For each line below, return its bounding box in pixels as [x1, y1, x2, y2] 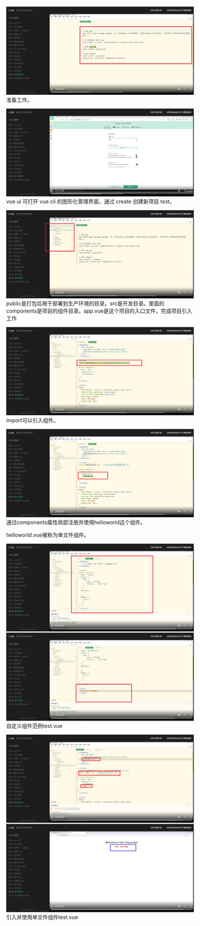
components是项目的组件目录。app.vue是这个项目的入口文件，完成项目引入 [6, 307, 192, 314]
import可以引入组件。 [6, 416, 59, 423]
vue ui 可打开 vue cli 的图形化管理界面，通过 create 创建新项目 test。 [6, 198, 175, 205]
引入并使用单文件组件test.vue [6, 913, 79, 921]
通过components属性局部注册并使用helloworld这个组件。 [6, 519, 146, 526]
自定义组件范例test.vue [6, 722, 62, 729]
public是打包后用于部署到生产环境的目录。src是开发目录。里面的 [6, 300, 165, 307]
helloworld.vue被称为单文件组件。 [6, 531, 89, 538]
